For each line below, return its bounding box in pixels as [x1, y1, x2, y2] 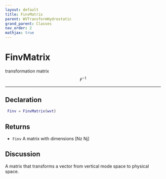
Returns [5, 122, 31, 131]
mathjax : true [5, 30, 35, 35]
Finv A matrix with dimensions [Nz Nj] [12, 136, 90, 142]
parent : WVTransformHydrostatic [5, 16, 72, 21]
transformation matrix [5, 68, 49, 74]
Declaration [5, 95, 42, 104]
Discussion [5, 150, 41, 159]
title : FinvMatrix [5, 12, 43, 17]
